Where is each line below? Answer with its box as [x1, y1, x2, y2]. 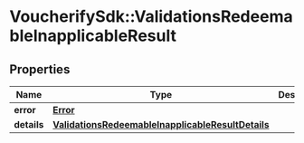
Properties [9, 62, 71, 77]
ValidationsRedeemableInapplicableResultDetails [52, 119, 270, 130]
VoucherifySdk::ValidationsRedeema [9, 6, 293, 27]
